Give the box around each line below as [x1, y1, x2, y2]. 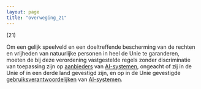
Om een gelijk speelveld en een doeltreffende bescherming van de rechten [6, 43, 195, 51]
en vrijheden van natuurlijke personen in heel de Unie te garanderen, [6, 49, 180, 57]
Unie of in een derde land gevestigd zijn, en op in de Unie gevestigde [6, 69, 181, 76]
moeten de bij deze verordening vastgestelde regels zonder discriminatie [6, 56, 191, 63]
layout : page [6, 9, 40, 15]
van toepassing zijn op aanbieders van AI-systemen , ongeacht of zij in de [6, 62, 192, 70]
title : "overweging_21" [6, 15, 67, 21]
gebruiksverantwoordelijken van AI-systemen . [6, 76, 123, 83]
